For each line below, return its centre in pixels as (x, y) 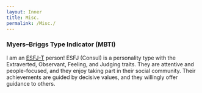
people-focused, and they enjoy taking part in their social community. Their (101, 71)
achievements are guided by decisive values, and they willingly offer (92, 77)
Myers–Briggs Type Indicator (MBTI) (61, 44)
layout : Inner (24, 12)
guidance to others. (31, 83)
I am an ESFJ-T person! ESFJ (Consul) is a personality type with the (91, 58)
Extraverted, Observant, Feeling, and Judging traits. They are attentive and (100, 64)
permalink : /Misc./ (31, 23)
